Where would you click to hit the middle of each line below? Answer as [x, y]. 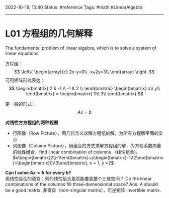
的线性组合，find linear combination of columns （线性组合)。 [76, 152]
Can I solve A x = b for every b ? [38, 172]
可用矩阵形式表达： [25, 80]
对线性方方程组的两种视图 [32, 122]
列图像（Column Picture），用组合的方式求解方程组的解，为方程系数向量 [87, 145]
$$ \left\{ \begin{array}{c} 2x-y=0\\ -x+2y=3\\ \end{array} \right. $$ [84, 72]
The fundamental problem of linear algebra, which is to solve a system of [81, 48]
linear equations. [23, 53]
